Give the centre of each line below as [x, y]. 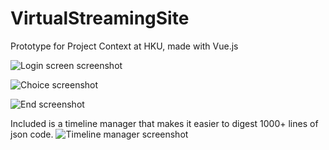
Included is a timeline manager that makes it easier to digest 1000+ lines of [164, 123]
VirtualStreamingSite [100, 18]
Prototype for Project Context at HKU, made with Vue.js [124, 46]
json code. [32, 134]
